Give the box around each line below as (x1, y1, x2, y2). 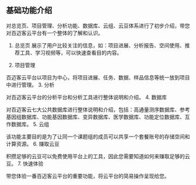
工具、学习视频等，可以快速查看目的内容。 (19, 49, 123, 56)
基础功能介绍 (6, 5, 52, 16)
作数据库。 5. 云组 (6, 120, 50, 127)
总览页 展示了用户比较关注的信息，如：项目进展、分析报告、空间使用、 (14, 41, 185, 48)
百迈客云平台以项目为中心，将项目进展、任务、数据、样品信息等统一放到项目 (6, 74, 190, 81)
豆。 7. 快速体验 (6, 160, 44, 167)
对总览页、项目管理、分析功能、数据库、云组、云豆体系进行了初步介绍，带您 (6, 22, 190, 29)
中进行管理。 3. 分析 (6, 81, 55, 88)
